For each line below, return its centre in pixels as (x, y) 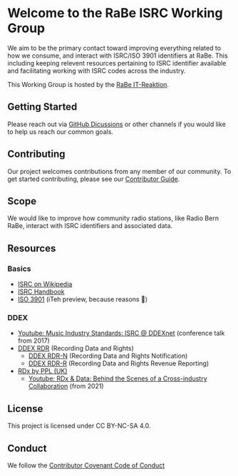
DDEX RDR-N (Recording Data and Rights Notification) (108, 356)
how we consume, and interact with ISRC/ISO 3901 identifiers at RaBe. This (118, 56)
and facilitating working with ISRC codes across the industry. (97, 71)
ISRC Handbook (41, 292)
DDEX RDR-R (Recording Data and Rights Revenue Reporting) (119, 363)
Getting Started (42, 107)
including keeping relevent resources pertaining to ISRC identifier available (117, 63)
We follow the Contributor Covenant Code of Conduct (86, 465)
